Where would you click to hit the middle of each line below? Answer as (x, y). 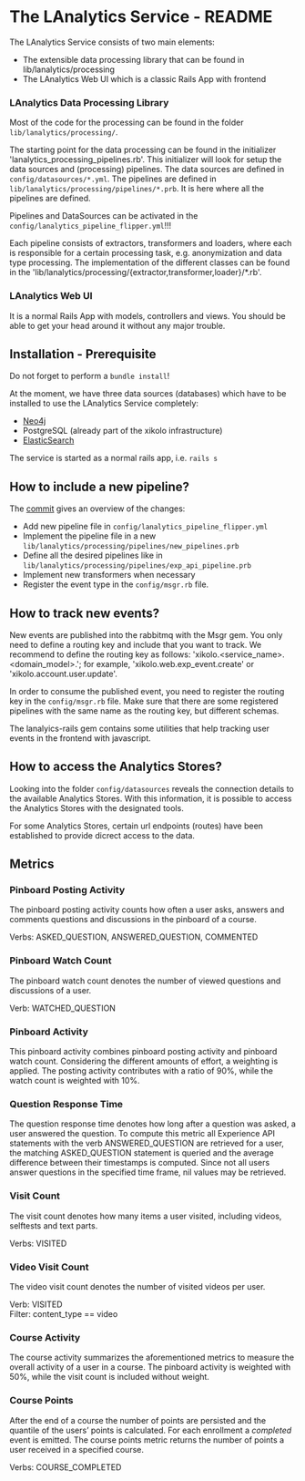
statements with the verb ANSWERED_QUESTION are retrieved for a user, (147, 1143)
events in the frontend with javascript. (81, 738)
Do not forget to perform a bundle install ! (90, 376)
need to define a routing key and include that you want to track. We (136, 644)
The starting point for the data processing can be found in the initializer (143, 150)
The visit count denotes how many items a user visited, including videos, (146, 1216)
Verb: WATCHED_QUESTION (63, 1008)
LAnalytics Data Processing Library (89, 102)
